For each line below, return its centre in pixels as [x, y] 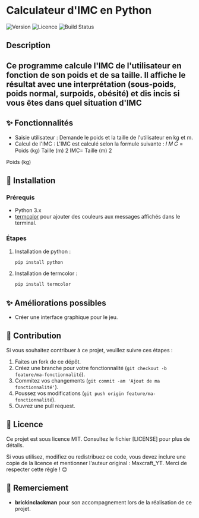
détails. [15, 445]
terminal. [26, 223]
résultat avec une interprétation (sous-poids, [91, 84]
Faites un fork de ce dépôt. [48, 361]
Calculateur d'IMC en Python [79, 10]
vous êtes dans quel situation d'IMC [74, 102]
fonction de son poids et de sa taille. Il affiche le [96, 75]
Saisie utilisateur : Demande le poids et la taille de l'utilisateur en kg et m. [104, 137]
